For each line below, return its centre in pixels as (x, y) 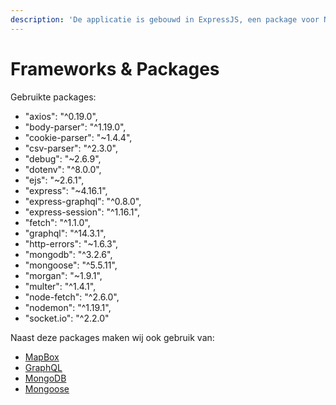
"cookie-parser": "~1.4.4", (78, 137)
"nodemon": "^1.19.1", (68, 307)
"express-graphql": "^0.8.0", (83, 201)
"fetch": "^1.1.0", (57, 222)
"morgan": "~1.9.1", (63, 275)
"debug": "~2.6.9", (63, 158)
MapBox (42, 357)
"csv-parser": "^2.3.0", (71, 148)
